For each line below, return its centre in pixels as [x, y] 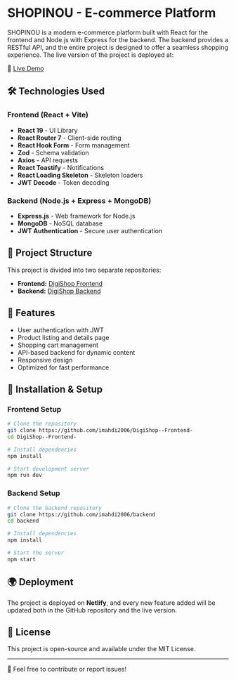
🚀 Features [31, 313]
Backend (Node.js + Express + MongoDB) [79, 200]
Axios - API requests [48, 160]
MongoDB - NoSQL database [60, 223]
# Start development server [48, 469]
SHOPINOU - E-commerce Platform [112, 13]
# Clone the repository [42, 424]
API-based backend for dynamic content [76, 352]
